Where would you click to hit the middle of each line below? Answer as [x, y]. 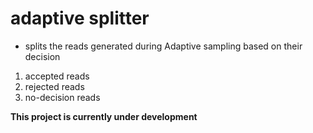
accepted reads [57, 76]
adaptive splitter [80, 18]
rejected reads [54, 86]
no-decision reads [62, 97]
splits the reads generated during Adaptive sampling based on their [163, 46]
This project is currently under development [104, 116]
